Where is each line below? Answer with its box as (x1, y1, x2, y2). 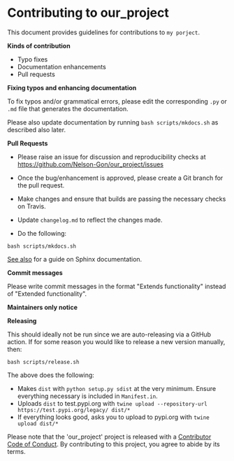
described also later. (7, 125, 66, 134)
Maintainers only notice (7, 303, 78, 311)
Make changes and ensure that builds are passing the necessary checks (17, 194, 226, 203)
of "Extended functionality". (7, 289, 87, 298)
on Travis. (17, 201, 47, 211)
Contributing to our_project (7, 5, 169, 21)
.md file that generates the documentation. (7, 104, 129, 113)
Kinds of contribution (7, 41, 71, 50)
